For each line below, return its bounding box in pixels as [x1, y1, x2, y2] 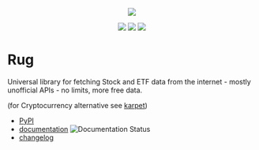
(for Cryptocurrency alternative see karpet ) [7, 100, 148, 110]
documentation [18, 124, 69, 133]
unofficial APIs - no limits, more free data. [7, 85, 143, 95]
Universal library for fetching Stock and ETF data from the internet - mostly [7, 77, 252, 86]
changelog [18, 133, 54, 142]
